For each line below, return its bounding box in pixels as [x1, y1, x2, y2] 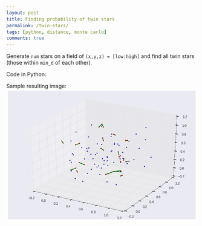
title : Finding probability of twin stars [6, 16, 115, 22]
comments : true [6, 35, 45, 42]
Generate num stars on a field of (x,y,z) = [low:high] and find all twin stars [6, 53, 195, 60]
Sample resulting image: [6, 82, 67, 90]
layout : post [6, 10, 39, 16]
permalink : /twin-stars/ [6, 22, 69, 28]
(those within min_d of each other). [6, 59, 93, 66]
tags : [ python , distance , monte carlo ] [6, 29, 107, 35]
